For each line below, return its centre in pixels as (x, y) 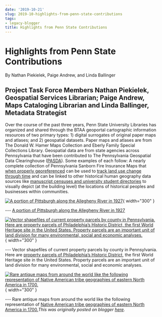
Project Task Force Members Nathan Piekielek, (77, 90)
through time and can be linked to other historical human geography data (78, 176)
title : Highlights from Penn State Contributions (56, 28)
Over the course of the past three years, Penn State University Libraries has (81, 124)
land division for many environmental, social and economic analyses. (74, 265)
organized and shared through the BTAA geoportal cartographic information (81, 130)
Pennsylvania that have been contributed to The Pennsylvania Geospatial (78, 155)
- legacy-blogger (23, 23)
